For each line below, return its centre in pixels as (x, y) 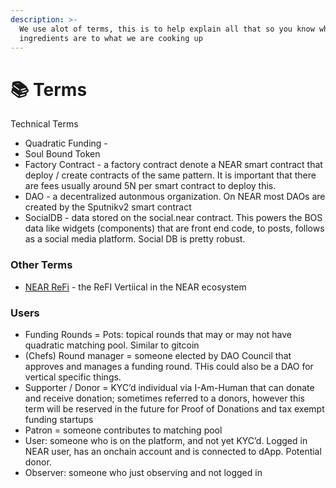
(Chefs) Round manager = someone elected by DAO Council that (158, 355)
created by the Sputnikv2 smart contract (108, 207)
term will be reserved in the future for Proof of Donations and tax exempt (174, 408)
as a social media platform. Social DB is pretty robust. (135, 239)
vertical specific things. (73, 377)
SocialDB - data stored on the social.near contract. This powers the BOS (173, 218)
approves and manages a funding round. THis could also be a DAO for (169, 366)
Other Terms (41, 265)
